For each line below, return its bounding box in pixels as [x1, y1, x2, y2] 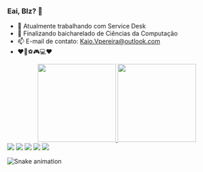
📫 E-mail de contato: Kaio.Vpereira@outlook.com [17, 37, 161, 46]
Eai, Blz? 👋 [7, 6, 43, 16]
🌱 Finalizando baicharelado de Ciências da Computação [17, 29, 179, 37]
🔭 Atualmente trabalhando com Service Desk [17, 22, 146, 31]
